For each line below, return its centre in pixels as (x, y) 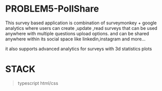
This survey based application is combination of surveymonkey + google (81, 23)
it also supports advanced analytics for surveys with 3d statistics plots (79, 49)
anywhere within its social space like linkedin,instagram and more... (75, 39)
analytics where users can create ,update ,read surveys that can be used (82, 28)
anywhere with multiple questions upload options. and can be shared (77, 33)
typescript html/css (38, 83)
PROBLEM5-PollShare (52, 9)
